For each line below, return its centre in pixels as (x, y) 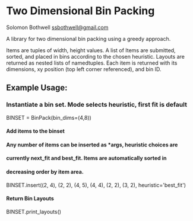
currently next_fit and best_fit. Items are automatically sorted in (86, 158)
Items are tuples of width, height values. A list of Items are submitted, (91, 50)
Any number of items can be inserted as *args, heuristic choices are (92, 145)
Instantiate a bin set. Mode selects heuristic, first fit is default (96, 105)
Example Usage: (37, 88)
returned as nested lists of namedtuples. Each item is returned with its (92, 63)
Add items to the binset (36, 131)
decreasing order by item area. (45, 172)
